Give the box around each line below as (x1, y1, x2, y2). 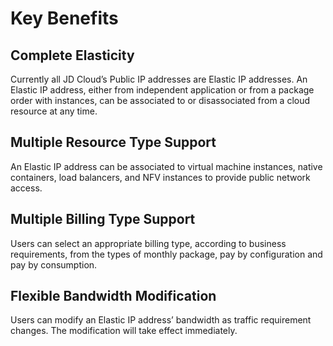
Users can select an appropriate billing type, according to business (10, 237, 287, 249)
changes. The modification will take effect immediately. (10, 325, 238, 337)
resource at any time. (10, 105, 98, 117)
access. (10, 182, 43, 194)
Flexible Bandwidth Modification (10, 288, 217, 305)
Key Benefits (10, 7, 119, 30)
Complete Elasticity (10, 47, 135, 64)
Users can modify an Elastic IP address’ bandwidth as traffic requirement (10, 314, 312, 326)
